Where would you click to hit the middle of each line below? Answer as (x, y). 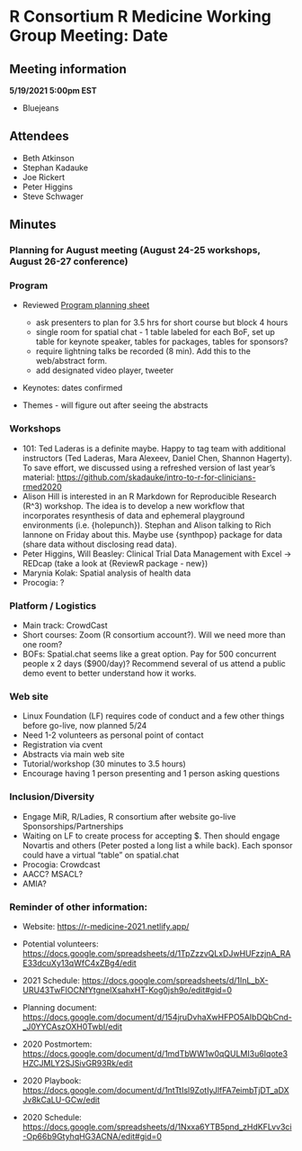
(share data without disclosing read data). (99, 544)
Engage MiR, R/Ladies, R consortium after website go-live (129, 816)
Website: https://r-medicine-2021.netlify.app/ (106, 926)
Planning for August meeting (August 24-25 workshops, (135, 250)
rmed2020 (42, 486)
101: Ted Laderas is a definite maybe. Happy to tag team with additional (154, 449)
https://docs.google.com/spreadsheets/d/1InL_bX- (175, 980)
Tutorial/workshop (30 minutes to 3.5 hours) (104, 764)
